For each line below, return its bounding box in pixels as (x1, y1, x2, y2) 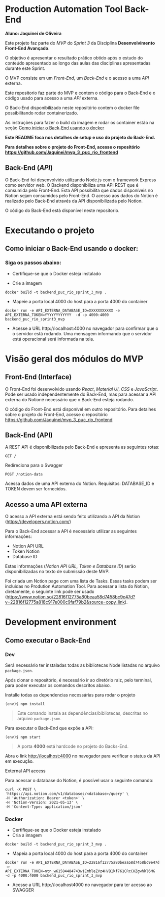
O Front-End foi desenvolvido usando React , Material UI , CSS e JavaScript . (5, 386, 158, 392)
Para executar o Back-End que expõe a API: (5, 725, 94, 731)
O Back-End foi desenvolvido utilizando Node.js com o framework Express (5, 177, 156, 183)
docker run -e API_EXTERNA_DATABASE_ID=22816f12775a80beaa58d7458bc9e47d (5, 860, 160, 865)
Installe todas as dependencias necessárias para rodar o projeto (5, 692, 135, 698)
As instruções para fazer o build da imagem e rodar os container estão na (5, 119, 155, 125)
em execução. (5, 758, 34, 764)
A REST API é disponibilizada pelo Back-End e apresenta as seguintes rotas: (5, 444, 160, 450)
